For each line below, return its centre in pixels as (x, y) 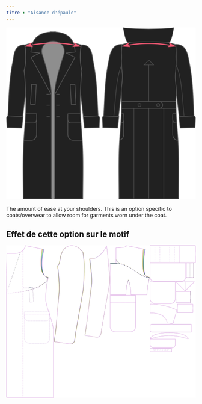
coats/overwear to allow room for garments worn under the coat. (87, 215)
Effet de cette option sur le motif (68, 234)
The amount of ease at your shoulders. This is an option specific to (89, 209)
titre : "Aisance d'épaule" (41, 13)
